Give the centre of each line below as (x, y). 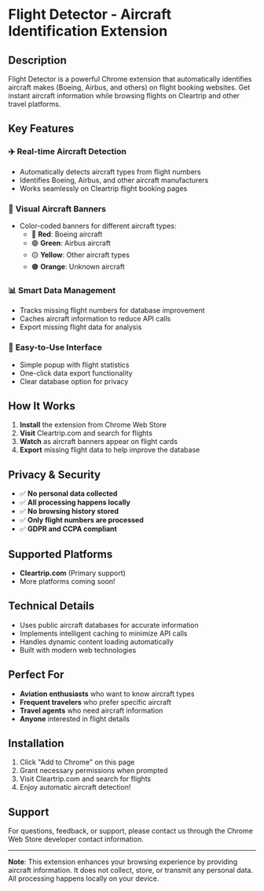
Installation (36, 744)
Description (37, 60)
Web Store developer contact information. (76, 839)
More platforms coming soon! (67, 581)
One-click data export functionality (76, 373)
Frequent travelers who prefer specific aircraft (95, 702)
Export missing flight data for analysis (81, 327)
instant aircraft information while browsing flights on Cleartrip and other (124, 95)
